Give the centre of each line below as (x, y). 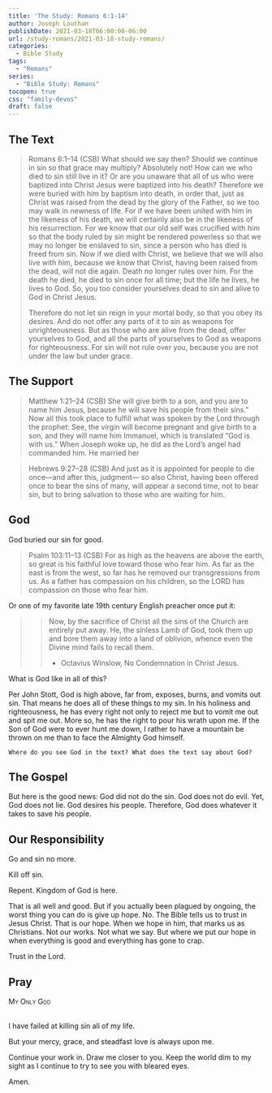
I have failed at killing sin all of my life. (72, 1026)
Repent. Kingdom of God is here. (63, 891)
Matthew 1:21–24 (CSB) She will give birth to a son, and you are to (138, 401)
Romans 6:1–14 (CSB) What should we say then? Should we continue (143, 158)
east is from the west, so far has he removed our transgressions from (144, 572)
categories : (28, 46)
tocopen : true (32, 91)
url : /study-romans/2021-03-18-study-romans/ (86, 39)
